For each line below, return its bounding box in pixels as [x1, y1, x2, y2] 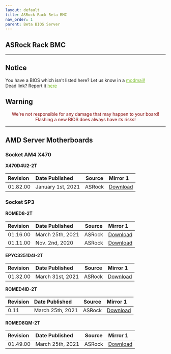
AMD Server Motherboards [5, 136, 93, 145]
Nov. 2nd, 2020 [35, 239, 74, 246]
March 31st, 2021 [35, 273, 79, 280]
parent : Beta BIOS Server [5, 21, 60, 27]
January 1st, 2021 [35, 183, 80, 190]
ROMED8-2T [5, 210, 33, 216]
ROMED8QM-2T [5, 319, 41, 326]
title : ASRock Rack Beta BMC [5, 12, 67, 17]
